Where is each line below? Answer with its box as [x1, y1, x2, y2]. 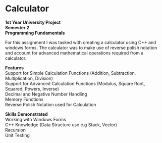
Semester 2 [5, 24, 30, 30]
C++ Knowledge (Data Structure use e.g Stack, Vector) [5, 122, 117, 128]
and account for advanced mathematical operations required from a [5, 50, 144, 56]
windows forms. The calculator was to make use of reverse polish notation [5, 45, 158, 50]
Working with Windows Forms [5, 116, 66, 122]
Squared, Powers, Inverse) [5, 86, 59, 92]
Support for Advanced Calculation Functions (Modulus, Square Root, [5, 80, 145, 87]
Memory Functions [5, 96, 44, 102]
